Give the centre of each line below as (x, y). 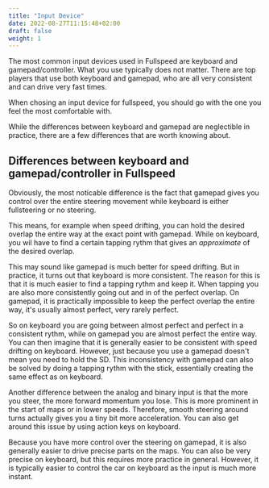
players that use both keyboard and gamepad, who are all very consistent (130, 78)
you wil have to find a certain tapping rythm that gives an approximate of (129, 243)
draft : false (30, 31)
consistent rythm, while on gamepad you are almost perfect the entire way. (133, 334)
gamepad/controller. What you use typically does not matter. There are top (132, 70)
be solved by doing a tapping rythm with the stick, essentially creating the (131, 369)
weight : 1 (25, 38)
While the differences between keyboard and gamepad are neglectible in (129, 127)
